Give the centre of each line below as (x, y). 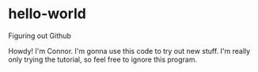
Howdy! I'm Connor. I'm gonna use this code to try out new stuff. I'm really (129, 51)
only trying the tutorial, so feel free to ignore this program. (103, 59)
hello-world (47, 14)
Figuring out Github (40, 36)
